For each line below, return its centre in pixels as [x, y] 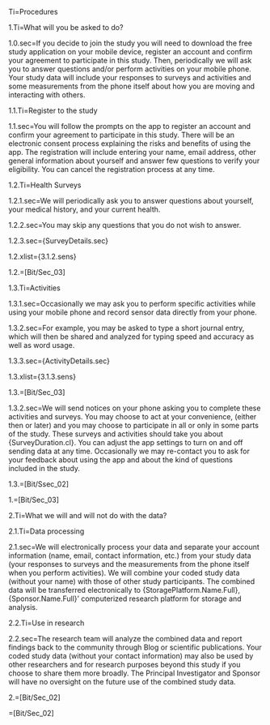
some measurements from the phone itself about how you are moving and [131, 86]
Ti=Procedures [33, 12]
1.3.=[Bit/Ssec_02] [39, 484]
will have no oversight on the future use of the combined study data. [122, 682]
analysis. [23, 607]
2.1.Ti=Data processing [46, 531]
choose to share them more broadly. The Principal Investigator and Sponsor [135, 673]
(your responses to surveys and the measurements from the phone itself [129, 564]
